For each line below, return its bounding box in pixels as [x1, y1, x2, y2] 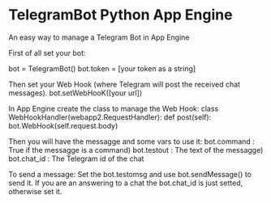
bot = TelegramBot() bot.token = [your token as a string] [8, 63, 196, 74]
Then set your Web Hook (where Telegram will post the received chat [8, 79, 241, 89]
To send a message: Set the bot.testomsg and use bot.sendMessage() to [8, 169, 252, 179]
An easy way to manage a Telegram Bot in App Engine [8, 32, 190, 42]
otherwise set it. [8, 186, 62, 196]
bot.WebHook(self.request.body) [8, 121, 118, 130]
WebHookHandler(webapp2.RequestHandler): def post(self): [8, 112, 212, 122]
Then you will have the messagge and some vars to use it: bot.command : [8, 136, 256, 146]
